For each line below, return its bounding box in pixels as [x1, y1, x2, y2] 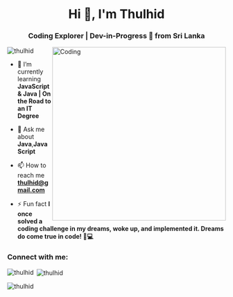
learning [17, 75, 42, 83]
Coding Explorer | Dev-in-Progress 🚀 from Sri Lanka [28, 31, 205, 41]
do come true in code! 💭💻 [17, 232, 94, 241]
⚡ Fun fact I [17, 200, 51, 208]
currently [17, 67, 44, 76]
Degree [17, 112, 40, 120]
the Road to [17, 97, 51, 105]
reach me [17, 171, 45, 180]
